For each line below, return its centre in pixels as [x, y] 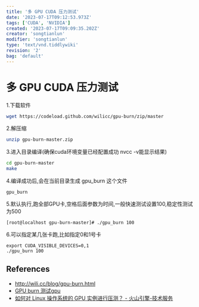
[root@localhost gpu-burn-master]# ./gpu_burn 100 [70, 223]
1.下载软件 [18, 105]
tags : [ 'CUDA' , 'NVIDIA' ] [38, 23]
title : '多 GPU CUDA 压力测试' [43, 12]
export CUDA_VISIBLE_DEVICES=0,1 [48, 246]
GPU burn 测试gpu [38, 290]
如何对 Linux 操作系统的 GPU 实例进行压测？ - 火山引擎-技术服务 [94, 298]
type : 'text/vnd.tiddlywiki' [42, 45]
